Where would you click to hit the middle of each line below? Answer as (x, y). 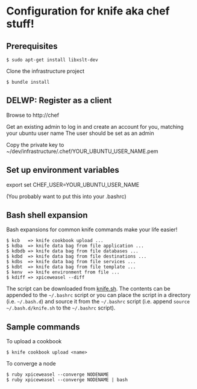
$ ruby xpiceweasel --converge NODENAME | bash (67, 380)
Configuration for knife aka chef (88, 11)
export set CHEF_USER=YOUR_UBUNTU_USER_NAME (73, 184)
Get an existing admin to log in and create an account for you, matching (95, 126)
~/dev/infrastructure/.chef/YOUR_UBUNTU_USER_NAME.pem (82, 151)
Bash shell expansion (47, 215)
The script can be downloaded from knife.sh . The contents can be (88, 289)
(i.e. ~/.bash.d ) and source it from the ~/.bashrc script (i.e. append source (98, 302)
